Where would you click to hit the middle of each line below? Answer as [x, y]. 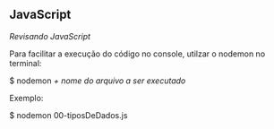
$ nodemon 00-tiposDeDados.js [68, 115]
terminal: [26, 63]
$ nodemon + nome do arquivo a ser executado [98, 81]
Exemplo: [26, 98]
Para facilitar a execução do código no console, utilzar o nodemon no [137, 54]
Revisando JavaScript [50, 36]
